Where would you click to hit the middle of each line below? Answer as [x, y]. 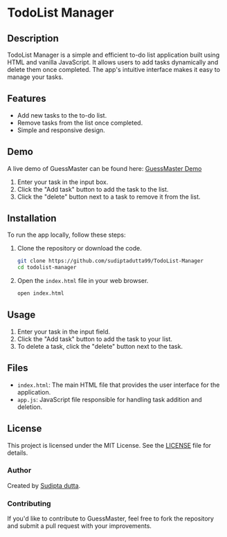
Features [27, 99]
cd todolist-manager [47, 268]
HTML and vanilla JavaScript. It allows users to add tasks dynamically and [113, 62]
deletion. [30, 407]
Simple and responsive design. [61, 130]
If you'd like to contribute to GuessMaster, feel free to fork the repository [111, 519]
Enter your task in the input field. [64, 331]
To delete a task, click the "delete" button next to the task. [100, 346]
